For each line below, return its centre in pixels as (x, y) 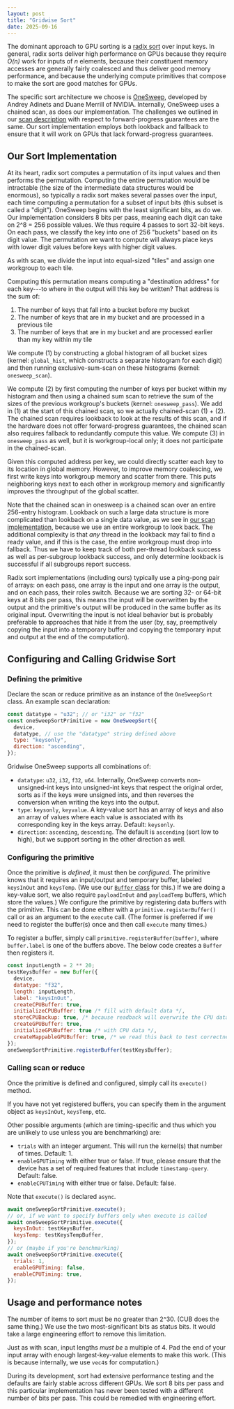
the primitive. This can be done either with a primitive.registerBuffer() (112, 910)
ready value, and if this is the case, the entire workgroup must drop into (110, 542)
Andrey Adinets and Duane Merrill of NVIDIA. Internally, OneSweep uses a (113, 105)
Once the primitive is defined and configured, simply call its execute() (107, 1083)
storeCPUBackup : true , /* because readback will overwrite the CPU (114, 1017)
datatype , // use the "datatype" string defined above (95, 733)
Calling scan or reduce (46, 1068)
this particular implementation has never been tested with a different (105, 1391)
